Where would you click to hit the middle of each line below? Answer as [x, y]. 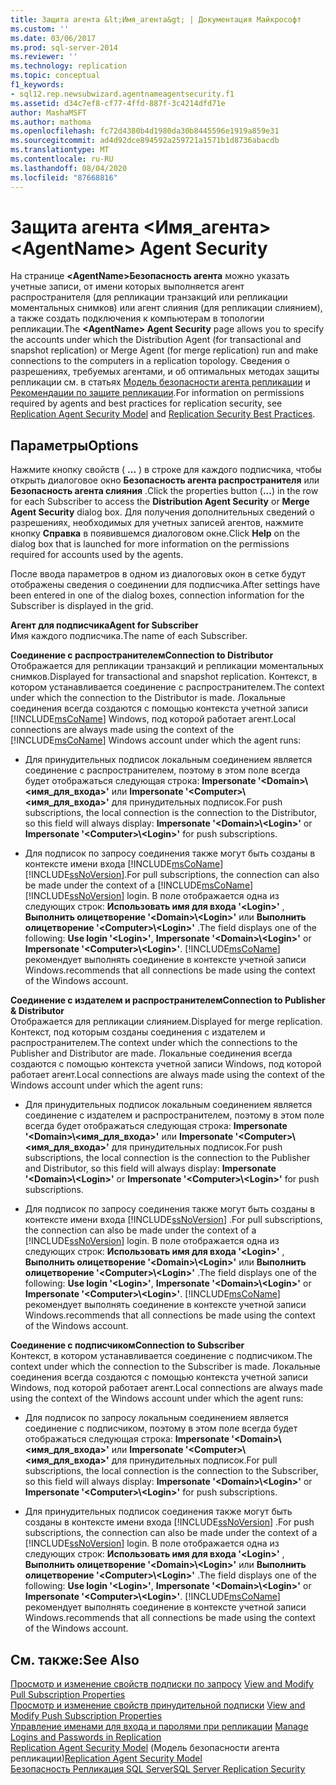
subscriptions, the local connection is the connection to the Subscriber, [171, 1471]
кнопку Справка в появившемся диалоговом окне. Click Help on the [155, 533]
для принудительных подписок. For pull [194, 1460]
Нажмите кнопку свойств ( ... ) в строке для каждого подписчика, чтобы [166, 470]
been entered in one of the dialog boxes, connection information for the [157, 595]
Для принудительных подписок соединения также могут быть [158, 1512]
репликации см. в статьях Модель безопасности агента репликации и [160, 382]
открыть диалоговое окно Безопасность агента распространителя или [165, 480]
